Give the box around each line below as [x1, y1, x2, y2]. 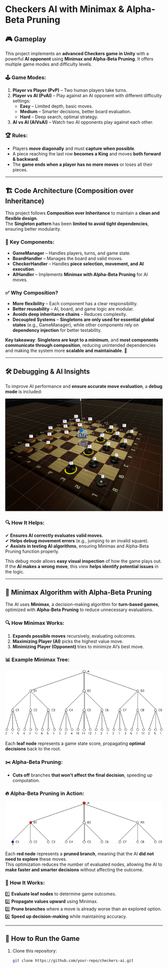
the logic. [5, 569, 24, 575]
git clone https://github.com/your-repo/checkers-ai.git [12, 958, 134, 963]
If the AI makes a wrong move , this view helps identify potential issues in [5, 563, 158, 569]
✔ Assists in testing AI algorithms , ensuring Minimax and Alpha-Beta [5, 543, 149, 549]
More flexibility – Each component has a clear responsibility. [12, 301, 138, 306]
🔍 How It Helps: [5, 519, 45, 526]
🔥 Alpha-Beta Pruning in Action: [5, 790, 84, 797]
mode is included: [5, 389, 42, 395]
